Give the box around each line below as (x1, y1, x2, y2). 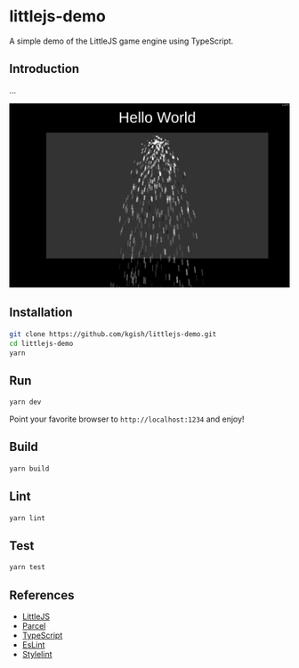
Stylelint (21, 648, 53, 659)
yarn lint (9, 513, 46, 522)
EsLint (21, 639, 45, 650)
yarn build (9, 464, 50, 473)
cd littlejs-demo (9, 339, 74, 348)
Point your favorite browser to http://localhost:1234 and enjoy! (9, 414, 245, 424)
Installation (9, 305, 73, 320)
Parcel (21, 620, 46, 631)
